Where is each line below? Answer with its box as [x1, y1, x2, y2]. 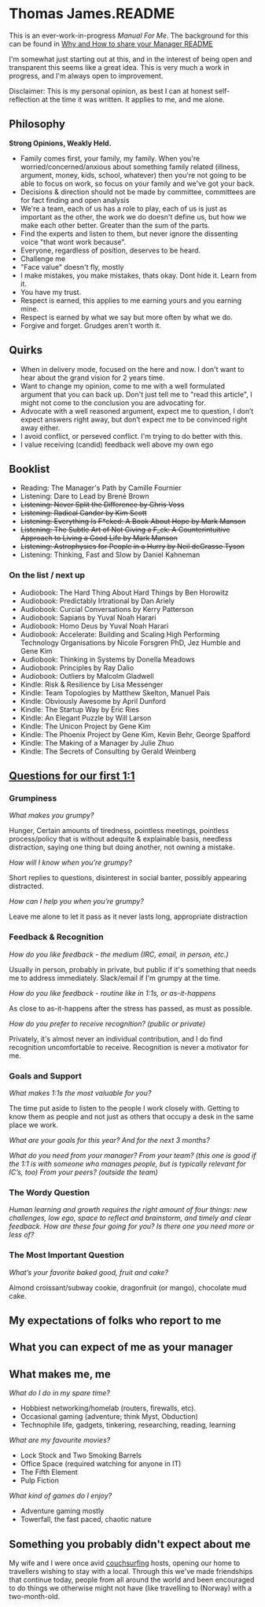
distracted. [9, 882, 44, 891]
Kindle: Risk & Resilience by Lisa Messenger [20, 680, 164, 689]
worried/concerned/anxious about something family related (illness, [20, 162, 241, 171]
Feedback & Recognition [9, 931, 105, 942]
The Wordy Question [9, 1187, 90, 1198]
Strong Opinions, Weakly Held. [9, 138, 112, 148]
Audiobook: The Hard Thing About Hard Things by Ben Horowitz [20, 588, 229, 597]
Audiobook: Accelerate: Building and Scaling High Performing [20, 629, 220, 639]
